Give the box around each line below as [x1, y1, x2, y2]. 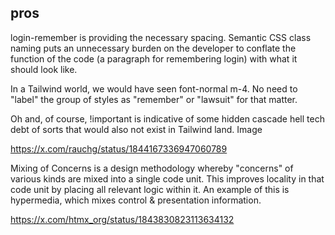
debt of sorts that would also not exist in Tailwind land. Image [10, 123, 263, 135]
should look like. [10, 63, 78, 75]
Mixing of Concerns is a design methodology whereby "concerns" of [10, 162, 294, 174]
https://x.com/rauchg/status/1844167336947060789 [10, 142, 228, 155]
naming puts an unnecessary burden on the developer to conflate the [10, 42, 297, 54]
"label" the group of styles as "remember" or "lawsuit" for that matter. [10, 93, 298, 105]
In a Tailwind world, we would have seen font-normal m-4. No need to [10, 82, 298, 95]
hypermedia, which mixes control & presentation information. [10, 194, 262, 206]
